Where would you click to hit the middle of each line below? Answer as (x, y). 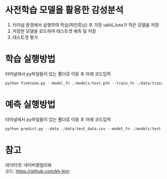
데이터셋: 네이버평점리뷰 (29, 165)
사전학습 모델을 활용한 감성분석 (64, 10)
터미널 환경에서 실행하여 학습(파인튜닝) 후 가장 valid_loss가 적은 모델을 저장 (85, 25)
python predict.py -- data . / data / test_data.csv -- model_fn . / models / (79, 129)
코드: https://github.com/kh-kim (37, 171)
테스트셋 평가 (25, 37)
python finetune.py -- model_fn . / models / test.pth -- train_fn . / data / (79, 83)
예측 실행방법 (30, 104)
